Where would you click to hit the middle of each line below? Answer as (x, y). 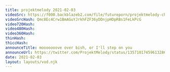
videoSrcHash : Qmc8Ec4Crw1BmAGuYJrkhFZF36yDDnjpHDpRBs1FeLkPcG (73, 19)
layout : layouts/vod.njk (31, 62)
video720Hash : (20, 24)
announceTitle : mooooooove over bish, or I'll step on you (69, 48)
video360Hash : (20, 33)
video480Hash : (20, 29)
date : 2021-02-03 (24, 57)
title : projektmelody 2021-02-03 (40, 10)
